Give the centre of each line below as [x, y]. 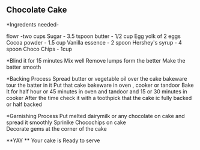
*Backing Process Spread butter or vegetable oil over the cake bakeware [97, 78]
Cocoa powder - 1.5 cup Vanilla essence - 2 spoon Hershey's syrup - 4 [94, 42]
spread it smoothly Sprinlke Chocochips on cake [66, 122]
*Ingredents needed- [32, 24]
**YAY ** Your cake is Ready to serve [53, 140]
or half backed [24, 104]
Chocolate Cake [37, 10]
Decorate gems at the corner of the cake [56, 128]
